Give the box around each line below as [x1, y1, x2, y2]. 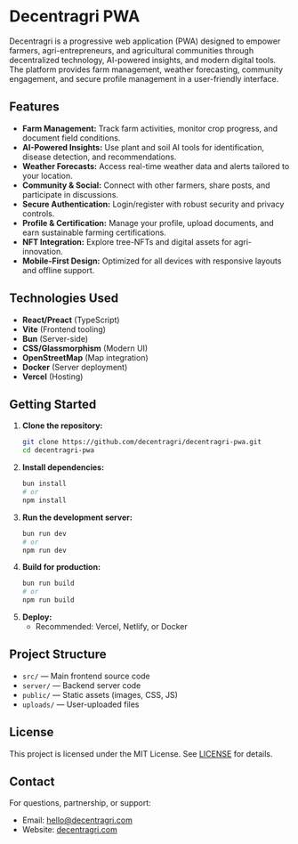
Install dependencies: [21, 462, 105, 473]
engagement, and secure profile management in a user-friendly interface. [9, 73, 279, 84]
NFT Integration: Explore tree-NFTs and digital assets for [21, 236, 233, 247]
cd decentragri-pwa [21, 446, 95, 455]
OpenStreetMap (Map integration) [21, 352, 149, 362]
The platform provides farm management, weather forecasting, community [9, 64, 283, 75]
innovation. [21, 246, 64, 256]
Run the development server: [21, 512, 133, 523]
